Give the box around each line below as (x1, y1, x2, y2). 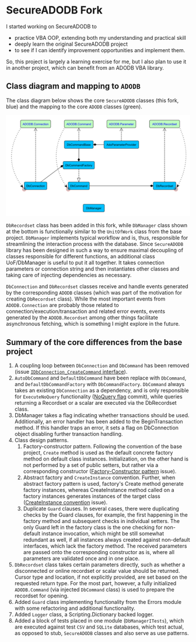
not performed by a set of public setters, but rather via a (23, 462, 159, 469)
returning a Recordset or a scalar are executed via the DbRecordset (14, 399, 177, 407)
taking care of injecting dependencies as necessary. (6, 272, 132, 279)
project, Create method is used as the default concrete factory (23, 449, 173, 456)
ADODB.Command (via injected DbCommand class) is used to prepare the (14, 586, 175, 593)
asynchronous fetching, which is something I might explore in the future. (6, 320, 180, 327)
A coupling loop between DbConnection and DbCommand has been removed (14, 362, 190, 369)
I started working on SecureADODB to (6, 23, 97, 30)
